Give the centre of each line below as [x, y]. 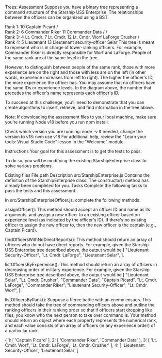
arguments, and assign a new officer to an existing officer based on [73, 215]
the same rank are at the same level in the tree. [52, 58]
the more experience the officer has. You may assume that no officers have [80, 83]
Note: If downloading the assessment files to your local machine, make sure [81, 117]
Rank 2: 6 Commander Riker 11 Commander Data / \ [56, 32]
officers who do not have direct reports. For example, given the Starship [77, 245]
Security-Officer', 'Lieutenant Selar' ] [42, 350]
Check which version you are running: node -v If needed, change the [74, 131]
